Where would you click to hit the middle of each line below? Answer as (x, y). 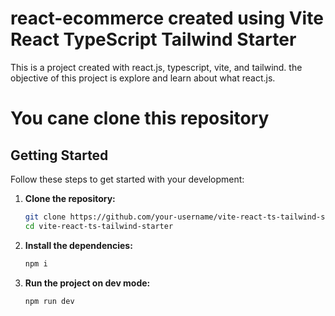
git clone (45, 217)
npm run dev (49, 301)
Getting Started (59, 155)
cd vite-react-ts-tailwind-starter (99, 226)
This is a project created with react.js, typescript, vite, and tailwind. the (156, 67)
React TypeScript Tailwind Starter (153, 39)
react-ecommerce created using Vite (167, 18)
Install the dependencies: (78, 245)
